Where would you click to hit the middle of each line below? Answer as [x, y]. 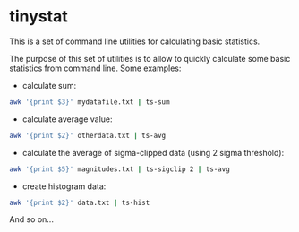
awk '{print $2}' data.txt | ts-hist [80, 202]
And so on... [31, 219]
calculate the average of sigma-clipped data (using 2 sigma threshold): [153, 152]
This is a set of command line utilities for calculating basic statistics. [135, 41]
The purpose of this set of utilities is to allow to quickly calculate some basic [150, 58]
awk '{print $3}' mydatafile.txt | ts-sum [90, 102]
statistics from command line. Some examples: [95, 68]
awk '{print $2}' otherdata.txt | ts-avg [88, 135]
